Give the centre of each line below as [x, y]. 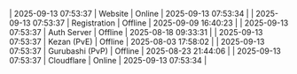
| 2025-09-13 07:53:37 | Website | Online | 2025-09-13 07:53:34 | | [132, 14]
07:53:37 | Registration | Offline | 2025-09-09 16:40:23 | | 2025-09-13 [160, 23]
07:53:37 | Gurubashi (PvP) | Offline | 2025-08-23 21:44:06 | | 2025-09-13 [145, 51]
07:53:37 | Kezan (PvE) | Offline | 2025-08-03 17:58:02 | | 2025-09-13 [137, 41]
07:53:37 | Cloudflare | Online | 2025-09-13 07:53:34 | [108, 60]
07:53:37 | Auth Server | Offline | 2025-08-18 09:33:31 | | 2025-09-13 [136, 32]
